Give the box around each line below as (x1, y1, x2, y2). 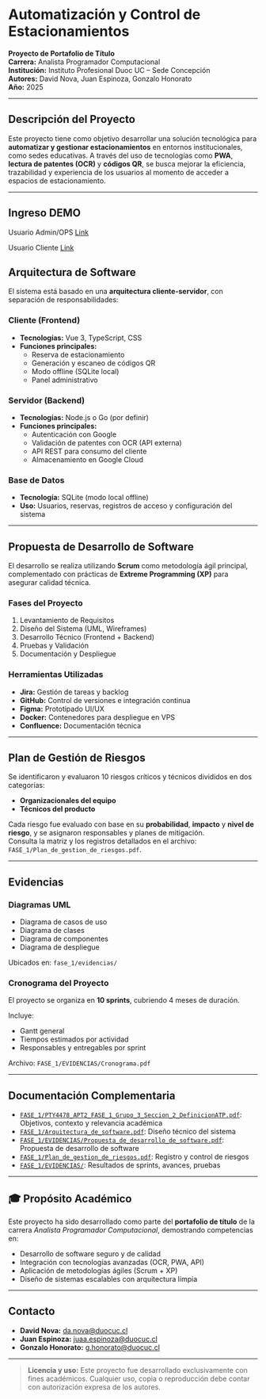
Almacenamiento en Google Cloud (31, 454, 144, 464)
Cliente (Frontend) (8, 315, 81, 326)
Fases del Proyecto (8, 598, 83, 608)
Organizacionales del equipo (19, 796, 116, 805)
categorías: (8, 781, 45, 790)
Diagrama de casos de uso (19, 917, 108, 927)
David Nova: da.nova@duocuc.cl (19, 1325, 128, 1335)
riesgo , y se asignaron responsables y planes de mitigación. (8, 828, 205, 838)
